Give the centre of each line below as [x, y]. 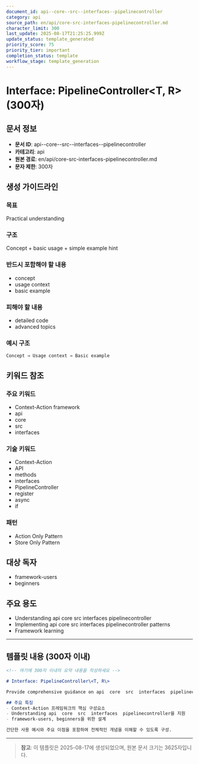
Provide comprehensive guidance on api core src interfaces [86, 692]
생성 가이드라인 [32, 187]
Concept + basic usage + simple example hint [62, 248]
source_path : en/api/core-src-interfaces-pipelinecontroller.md [87, 23]
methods [25, 475]
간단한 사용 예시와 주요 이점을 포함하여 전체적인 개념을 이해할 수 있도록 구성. [89, 730]
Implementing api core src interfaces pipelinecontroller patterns [92, 625]
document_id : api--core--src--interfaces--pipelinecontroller [84, 12]
